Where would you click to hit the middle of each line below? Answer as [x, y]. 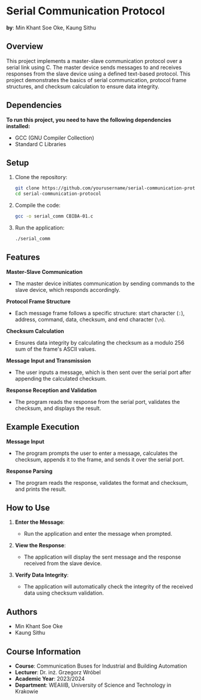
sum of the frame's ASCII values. [55, 349]
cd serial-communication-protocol [58, 194]
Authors [22, 612]
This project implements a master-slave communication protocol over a [94, 61]
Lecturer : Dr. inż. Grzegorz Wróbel [58, 672]
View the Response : [40, 545]
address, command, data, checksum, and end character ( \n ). [90, 319]
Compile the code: [38, 206]
